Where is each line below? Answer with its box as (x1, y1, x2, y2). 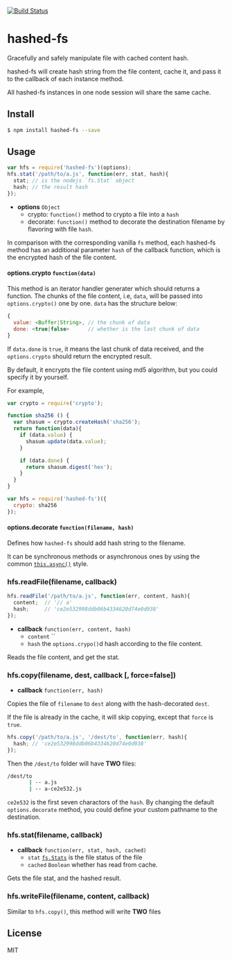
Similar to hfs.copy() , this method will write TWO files (7, 907, 161, 916)
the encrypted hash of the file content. (7, 253, 117, 261)
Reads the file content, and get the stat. (7, 653, 120, 661)
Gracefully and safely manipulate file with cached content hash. (7, 53, 189, 62)
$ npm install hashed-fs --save (7, 126, 100, 133)
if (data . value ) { (19, 431, 73, 439)
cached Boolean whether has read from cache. (27, 861, 158, 869)
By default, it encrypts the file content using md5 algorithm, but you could (7, 365, 218, 374)
